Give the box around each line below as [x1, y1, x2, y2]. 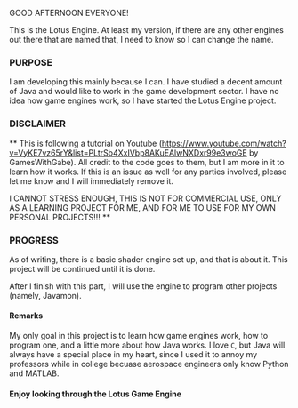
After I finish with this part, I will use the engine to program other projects [9, 280, 278, 292]
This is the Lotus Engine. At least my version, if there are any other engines [9, 25, 285, 35]
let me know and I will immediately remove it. [9, 175, 173, 186]
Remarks [9, 310, 44, 321]
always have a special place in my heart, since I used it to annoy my [9, 349, 258, 360]
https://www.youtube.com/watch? [161, 138, 286, 148]
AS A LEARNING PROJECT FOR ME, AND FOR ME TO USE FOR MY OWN [9, 202, 276, 212]
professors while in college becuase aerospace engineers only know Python [9, 359, 289, 370]
